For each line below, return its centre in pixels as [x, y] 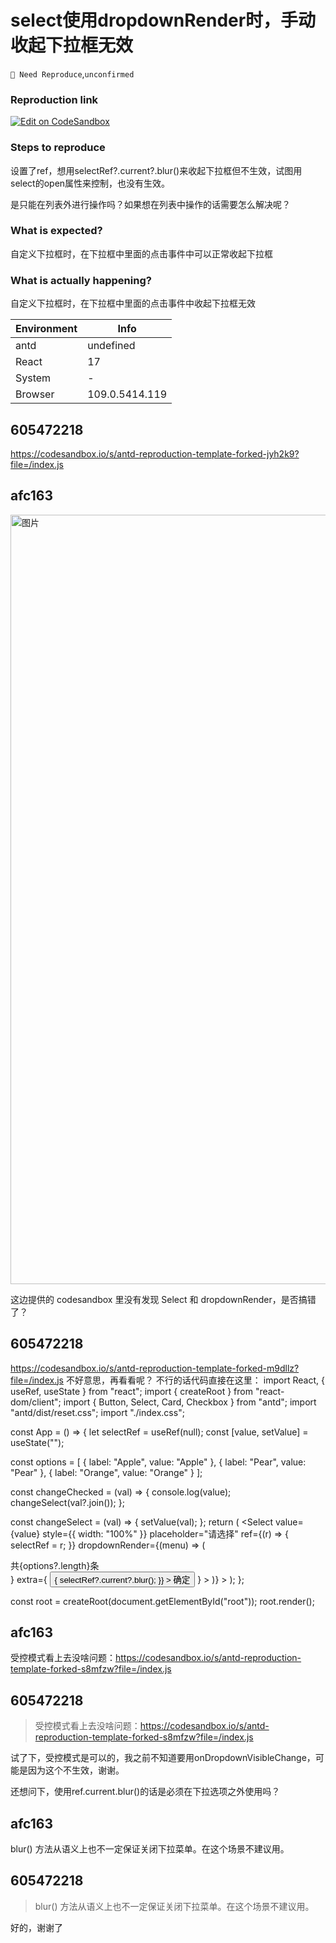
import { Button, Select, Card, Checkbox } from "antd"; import [190, 1402]
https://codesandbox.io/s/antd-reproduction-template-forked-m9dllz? [155, 1368]
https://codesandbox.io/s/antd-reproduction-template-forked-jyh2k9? [155, 453]
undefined [111, 346]
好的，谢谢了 [36, 1927]
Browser [35, 394]
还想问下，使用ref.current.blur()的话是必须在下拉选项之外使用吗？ [145, 1792]
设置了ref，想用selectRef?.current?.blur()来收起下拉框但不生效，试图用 [156, 170]
